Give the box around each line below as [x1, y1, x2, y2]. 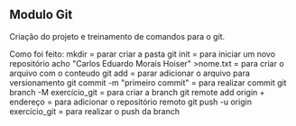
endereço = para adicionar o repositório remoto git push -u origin [9, 96, 253, 107]
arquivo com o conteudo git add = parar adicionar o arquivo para [9, 67, 251, 78]
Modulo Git [9, 7, 73, 22]
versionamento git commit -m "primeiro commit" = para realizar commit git [9, 76, 287, 88]
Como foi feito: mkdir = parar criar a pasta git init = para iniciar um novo [9, 49, 276, 59]
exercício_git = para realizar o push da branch [9, 105, 180, 116]
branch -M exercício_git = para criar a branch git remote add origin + [9, 86, 265, 97]
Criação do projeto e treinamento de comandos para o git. [9, 31, 226, 41]
